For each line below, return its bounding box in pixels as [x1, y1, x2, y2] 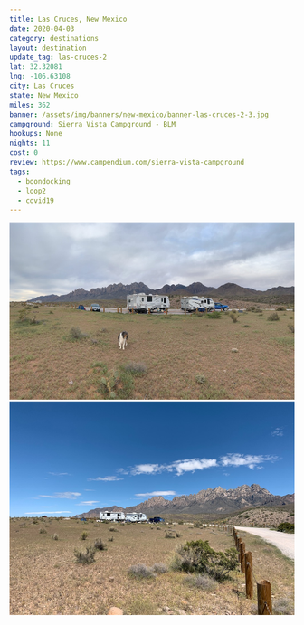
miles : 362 [9, 100, 51, 109]
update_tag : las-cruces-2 [9, 52, 107, 62]
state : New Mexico [9, 90, 79, 99]
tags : [9, 167, 30, 176]
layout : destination [9, 43, 88, 52]
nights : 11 [9, 138, 51, 148]
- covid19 [17, 195, 54, 205]
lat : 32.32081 [9, 62, 63, 71]
